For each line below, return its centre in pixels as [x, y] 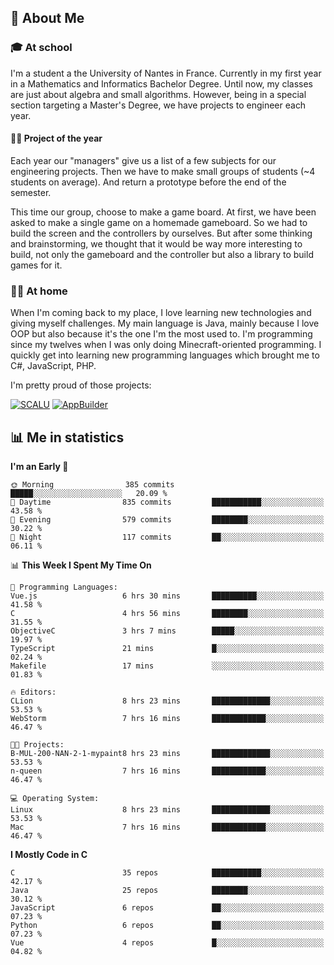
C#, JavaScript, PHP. [53, 366]
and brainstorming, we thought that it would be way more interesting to [156, 243]
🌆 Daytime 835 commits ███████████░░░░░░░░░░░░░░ [167, 502]
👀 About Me [47, 18]
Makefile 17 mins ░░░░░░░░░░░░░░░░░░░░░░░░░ [167, 666]
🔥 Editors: [33, 692]
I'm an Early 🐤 [39, 466]
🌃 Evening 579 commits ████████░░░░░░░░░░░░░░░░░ [167, 520]
